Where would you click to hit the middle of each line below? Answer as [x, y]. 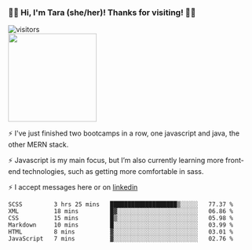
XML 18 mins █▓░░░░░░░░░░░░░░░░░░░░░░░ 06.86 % [121, 212]
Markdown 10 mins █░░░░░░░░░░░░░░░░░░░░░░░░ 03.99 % [121, 225]
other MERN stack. [38, 145]
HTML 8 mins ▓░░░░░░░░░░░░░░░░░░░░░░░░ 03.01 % [121, 232]
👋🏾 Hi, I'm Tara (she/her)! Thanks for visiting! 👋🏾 [102, 13]
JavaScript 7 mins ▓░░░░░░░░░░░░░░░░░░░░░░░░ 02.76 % [121, 239]
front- [235, 161]
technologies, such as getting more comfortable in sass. [113, 172]
